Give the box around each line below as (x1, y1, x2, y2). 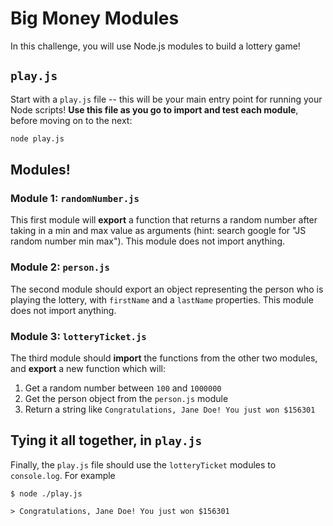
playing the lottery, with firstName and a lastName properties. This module (10, 293, 314, 306)
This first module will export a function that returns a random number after (10, 214, 318, 226)
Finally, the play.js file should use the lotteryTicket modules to (10, 458, 277, 471)
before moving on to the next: (10, 114, 133, 126)
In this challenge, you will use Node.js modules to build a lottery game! (10, 40, 301, 52)
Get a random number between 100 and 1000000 (24, 382, 222, 394)
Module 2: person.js (10, 260, 110, 274)
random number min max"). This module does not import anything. (10, 235, 285, 247)
